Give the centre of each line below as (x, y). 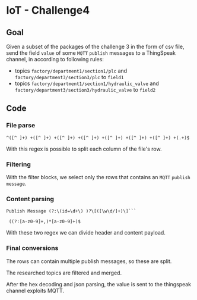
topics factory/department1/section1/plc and (71, 71)
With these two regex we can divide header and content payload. (86, 233)
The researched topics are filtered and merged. (64, 273)
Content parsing (30, 199)
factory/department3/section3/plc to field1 (69, 77)
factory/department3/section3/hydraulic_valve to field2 (85, 90)
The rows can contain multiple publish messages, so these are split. (89, 261)
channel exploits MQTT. (35, 290)
